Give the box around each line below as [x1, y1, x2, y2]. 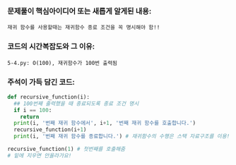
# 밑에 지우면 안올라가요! [7, 152, 72, 159]
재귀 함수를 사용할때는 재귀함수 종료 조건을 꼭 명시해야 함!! [7, 24, 160, 31]
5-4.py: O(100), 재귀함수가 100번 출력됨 [7, 59, 118, 66]
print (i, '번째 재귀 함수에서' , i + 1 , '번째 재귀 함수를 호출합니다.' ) [13, 120, 196, 127]
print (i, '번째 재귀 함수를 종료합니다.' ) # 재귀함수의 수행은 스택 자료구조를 [13, 133, 214, 140]
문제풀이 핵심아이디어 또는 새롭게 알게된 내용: [7, 6, 152, 16]
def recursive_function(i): [7, 93, 90, 100]
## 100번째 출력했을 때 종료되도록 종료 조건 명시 [13, 100, 139, 107]
